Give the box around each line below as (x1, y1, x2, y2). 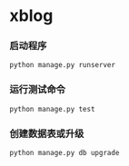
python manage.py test (9, 104, 95, 113)
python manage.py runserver (9, 61, 116, 70)
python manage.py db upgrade (9, 149, 120, 158)
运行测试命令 (9, 83, 66, 96)
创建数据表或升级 (9, 127, 84, 140)
